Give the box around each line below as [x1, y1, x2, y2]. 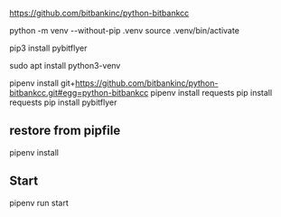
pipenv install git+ [9, 78, 76, 89]
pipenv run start [9, 197, 70, 208]
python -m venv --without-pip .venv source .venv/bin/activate [9, 25, 239, 35]
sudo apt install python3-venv [9, 61, 121, 71]
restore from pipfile [9, 123, 121, 138]
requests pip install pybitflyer [9, 97, 117, 108]
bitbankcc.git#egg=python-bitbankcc [9, 88, 149, 98]
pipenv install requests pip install [150, 88, 273, 98]
